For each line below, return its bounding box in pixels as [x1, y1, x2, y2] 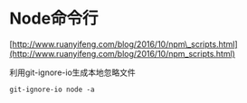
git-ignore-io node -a [9, 85, 95, 94]
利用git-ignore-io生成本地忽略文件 [9, 67, 136, 78]
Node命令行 [9, 8, 99, 29]
